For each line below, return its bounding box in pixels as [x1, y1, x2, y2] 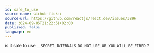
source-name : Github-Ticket [5, 12, 62, 16]
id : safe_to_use [5, 7, 38, 12]
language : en [5, 29, 32, 34]
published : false [5, 25, 40, 30]
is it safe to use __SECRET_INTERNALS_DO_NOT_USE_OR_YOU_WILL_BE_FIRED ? [5, 43, 150, 48]
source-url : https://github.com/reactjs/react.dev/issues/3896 [5, 16, 136, 21]
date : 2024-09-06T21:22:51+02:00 [5, 20, 73, 26]
